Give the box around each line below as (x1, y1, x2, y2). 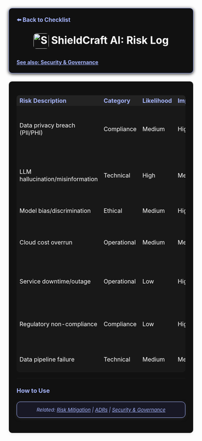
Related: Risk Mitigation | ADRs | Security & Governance (36, 406, 166, 413)
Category (103, 97, 130, 105)
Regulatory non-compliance (19, 320, 97, 328)
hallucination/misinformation (19, 175, 98, 183)
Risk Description (19, 97, 67, 105)
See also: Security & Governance (16, 59, 99, 65)
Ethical (103, 207, 123, 214)
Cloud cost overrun (19, 238, 73, 246)
